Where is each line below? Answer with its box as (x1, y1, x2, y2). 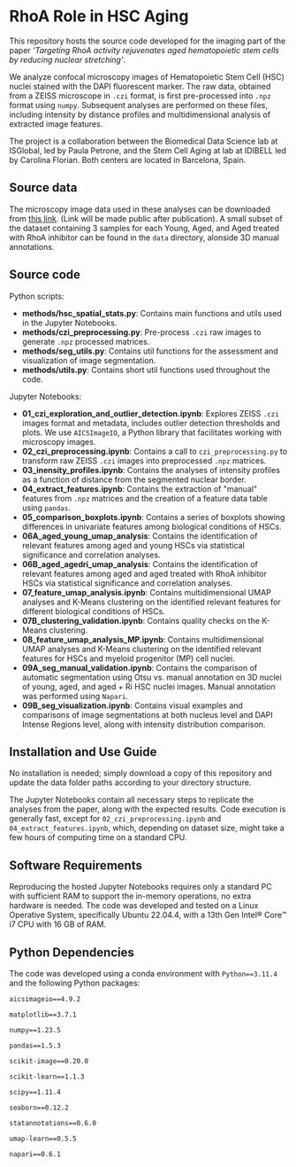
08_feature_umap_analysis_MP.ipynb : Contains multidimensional (21, 634, 264, 644)
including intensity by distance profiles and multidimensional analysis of (9, 109, 271, 120)
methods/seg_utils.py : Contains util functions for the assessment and (21, 346, 278, 356)
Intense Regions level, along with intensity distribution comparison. (21, 719, 266, 729)
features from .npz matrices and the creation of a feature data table (21, 493, 268, 503)
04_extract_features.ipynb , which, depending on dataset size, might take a (9, 822, 285, 834)
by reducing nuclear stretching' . (9, 54, 126, 65)
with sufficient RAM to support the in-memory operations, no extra (9, 891, 252, 901)
